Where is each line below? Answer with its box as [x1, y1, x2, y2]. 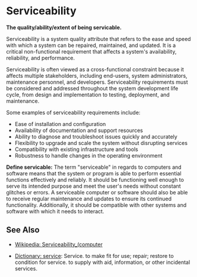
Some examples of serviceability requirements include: [6, 109, 141, 116]
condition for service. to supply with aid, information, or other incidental [14, 259, 190, 266]
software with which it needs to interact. [6, 207, 104, 215]
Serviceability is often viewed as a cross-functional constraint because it [6, 65, 184, 73]
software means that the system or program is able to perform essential [6, 169, 182, 177]
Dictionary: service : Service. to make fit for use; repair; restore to [14, 252, 174, 259]
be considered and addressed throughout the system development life [6, 84, 179, 92]
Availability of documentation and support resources [14, 127, 144, 134]
